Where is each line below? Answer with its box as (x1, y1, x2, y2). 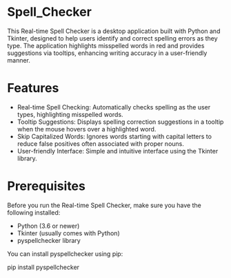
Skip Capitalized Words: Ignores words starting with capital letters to (17, 132, 212, 140)
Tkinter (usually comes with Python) (17, 228, 120, 237)
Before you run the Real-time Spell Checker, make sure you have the (7, 201, 201, 209)
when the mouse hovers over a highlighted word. (17, 125, 157, 133)
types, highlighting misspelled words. (17, 110, 123, 118)
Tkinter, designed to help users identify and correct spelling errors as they (7, 34, 219, 42)
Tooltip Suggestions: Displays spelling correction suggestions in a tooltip (17, 118, 224, 126)
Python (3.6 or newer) (17, 222, 80, 230)
